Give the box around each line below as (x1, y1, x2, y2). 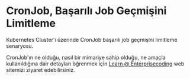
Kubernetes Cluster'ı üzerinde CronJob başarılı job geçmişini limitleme (6, 36, 178, 43)
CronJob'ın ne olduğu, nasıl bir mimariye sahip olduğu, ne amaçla (6, 54, 166, 61)
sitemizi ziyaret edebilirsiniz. (6, 66, 75, 73)
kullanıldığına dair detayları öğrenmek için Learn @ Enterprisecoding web (6, 60, 185, 67)
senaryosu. (6, 42, 34, 50)
